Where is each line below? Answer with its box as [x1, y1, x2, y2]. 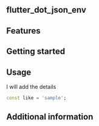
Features [6, 26, 41, 36]
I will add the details [6, 83, 56, 90]
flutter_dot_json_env [6, 5, 87, 15]
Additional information [6, 112, 94, 122]
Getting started [6, 46, 66, 57]
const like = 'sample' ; [6, 94, 67, 101]
